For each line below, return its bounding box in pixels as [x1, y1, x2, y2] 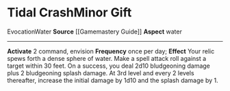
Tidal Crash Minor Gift [7, 5, 132, 21]
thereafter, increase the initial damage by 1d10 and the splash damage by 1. [7, 76, 218, 84]
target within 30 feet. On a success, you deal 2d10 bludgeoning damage [7, 62, 211, 70]
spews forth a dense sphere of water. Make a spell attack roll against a [7, 54, 207, 62]
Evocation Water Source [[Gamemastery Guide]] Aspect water [7, 27, 183, 36]
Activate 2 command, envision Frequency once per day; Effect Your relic [7, 47, 215, 55]
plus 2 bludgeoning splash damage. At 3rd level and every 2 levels [7, 68, 194, 77]
